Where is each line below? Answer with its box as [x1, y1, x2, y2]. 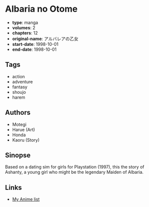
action [12, 73, 25, 79]
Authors [5, 108, 31, 117]
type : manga [12, 20, 38, 25]
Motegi [12, 121, 27, 127]
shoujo [12, 89, 26, 95]
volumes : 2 [12, 24, 36, 30]
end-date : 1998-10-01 [12, 46, 57, 52]
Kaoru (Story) [12, 137, 40, 143]
